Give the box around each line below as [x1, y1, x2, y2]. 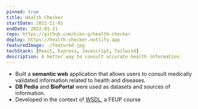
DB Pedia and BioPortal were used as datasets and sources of [14, 83, 171, 90]
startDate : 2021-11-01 [6, 20, 63, 26]
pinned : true [6, 8, 39, 15]
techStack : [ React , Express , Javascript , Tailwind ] [6, 48, 139, 54]
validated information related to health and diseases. [14, 76, 146, 84]
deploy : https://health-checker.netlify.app [6, 37, 120, 43]
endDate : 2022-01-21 [6, 25, 59, 32]
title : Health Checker [6, 14, 63, 20]
